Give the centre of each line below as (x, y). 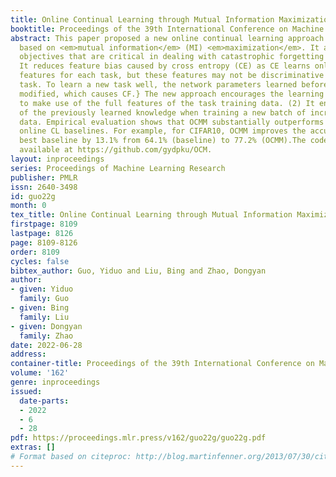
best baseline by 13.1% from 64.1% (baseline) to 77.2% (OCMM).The (163, 141)
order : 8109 (35, 252)
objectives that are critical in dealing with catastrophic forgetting (172, 57)
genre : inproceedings (55, 382)
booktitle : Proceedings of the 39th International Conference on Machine (167, 29)
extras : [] (33, 447)
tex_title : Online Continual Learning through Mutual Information (151, 215)
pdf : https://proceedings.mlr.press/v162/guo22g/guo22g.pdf (138, 438)
